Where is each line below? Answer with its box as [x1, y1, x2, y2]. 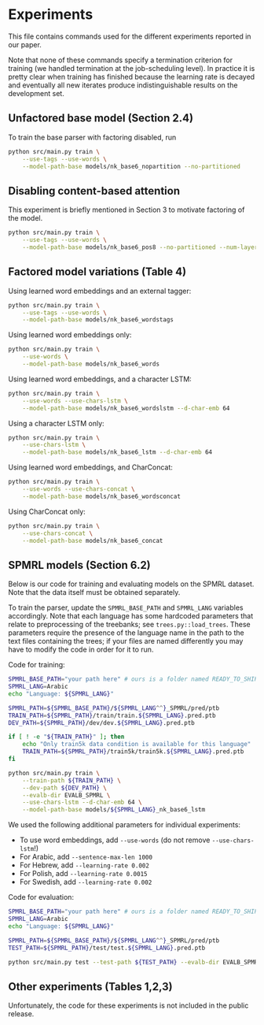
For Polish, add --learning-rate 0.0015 [19, 869, 148, 878]
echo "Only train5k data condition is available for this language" [22, 741, 251, 748]
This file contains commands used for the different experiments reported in [8, 32, 251, 41]
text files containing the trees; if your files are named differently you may [8, 637, 244, 646]
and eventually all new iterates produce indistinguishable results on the [8, 80, 238, 90]
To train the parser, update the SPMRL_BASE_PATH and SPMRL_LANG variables [8, 603, 244, 612]
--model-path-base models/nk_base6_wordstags [22, 316, 174, 324]
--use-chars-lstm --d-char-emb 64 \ [22, 798, 143, 807]
